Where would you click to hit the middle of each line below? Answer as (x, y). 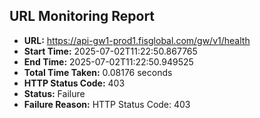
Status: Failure (54, 93)
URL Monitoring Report (82, 16)
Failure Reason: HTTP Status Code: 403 (107, 104)
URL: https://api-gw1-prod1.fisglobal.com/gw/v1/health (137, 40)
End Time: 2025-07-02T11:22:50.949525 (108, 61)
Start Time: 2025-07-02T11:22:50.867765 (110, 51)
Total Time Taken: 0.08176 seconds (98, 72)
